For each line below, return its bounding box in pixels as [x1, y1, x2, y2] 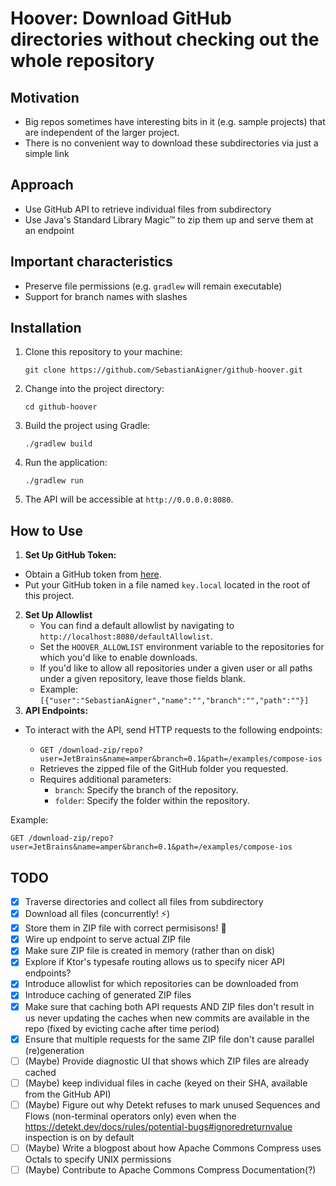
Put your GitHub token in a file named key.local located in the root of [24, 579, 311, 591]
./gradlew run [24, 476, 84, 486]
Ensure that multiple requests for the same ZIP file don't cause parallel [24, 1033, 315, 1045]
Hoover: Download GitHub [10, 7, 232, 30]
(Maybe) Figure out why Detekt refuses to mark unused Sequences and [24, 1098, 321, 1111]
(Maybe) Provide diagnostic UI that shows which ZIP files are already [24, 1055, 310, 1067]
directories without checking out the [10, 28, 320, 51]
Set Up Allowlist [24, 609, 93, 621]
